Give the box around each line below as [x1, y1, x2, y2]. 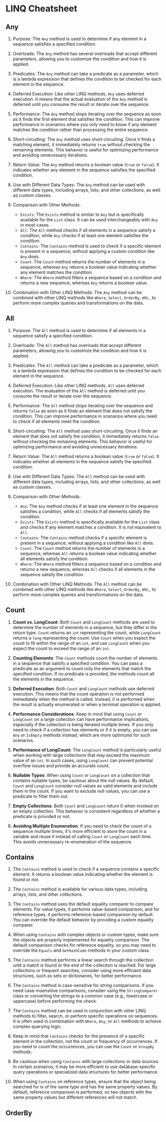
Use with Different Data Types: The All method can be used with [12, 473, 145, 479]
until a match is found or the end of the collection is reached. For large [12, 962, 156, 968]
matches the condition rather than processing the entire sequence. [12, 127, 149, 133]
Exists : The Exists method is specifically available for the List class [20, 519, 160, 525]
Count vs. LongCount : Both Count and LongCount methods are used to [12, 619, 155, 625]
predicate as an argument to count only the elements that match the [12, 665, 151, 671]
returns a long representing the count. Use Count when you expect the [12, 634, 156, 641]
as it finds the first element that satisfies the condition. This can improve [12, 116, 160, 122]
